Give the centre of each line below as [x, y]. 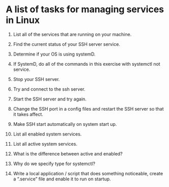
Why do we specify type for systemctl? [54, 164]
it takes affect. [28, 114]
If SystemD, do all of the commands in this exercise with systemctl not [87, 64]
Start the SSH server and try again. [50, 99]
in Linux [23, 20]
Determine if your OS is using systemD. [54, 54]
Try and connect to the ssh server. [49, 89]
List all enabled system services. [47, 134]
